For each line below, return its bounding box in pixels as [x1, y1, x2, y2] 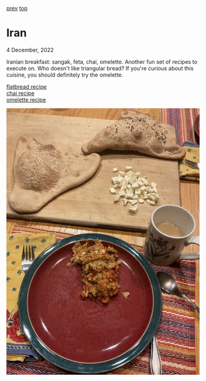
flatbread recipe [6, 83, 47, 90]
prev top [6, 5, 28, 12]
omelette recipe [6, 96, 46, 103]
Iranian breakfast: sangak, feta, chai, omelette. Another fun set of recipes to [6, 58, 198, 66]
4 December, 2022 [6, 46, 54, 53]
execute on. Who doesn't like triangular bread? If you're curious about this [6, 64, 194, 72]
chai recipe [6, 89, 35, 97]
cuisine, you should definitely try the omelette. [6, 71, 124, 78]
